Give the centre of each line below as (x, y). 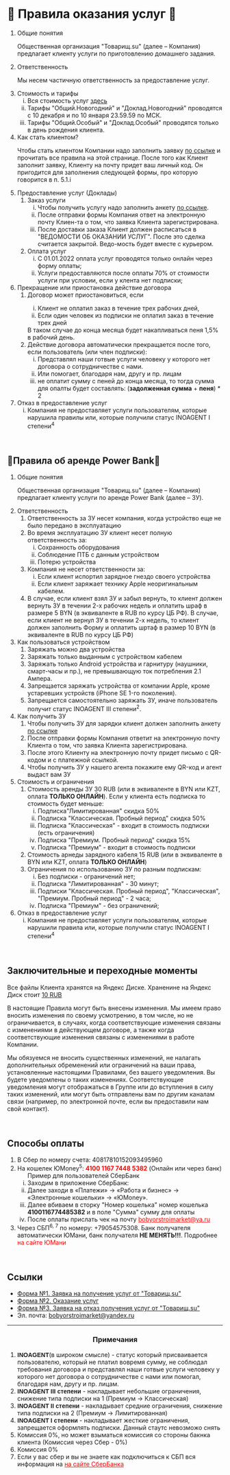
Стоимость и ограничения (55, 782)
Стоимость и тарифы (48, 93)
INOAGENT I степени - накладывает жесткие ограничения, (103, 1420)
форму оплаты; (60, 265)
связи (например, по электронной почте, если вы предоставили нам (108, 1101)
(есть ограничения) (66, 833)
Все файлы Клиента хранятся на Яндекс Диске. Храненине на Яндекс (109, 987)
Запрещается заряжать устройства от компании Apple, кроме (118, 686)
